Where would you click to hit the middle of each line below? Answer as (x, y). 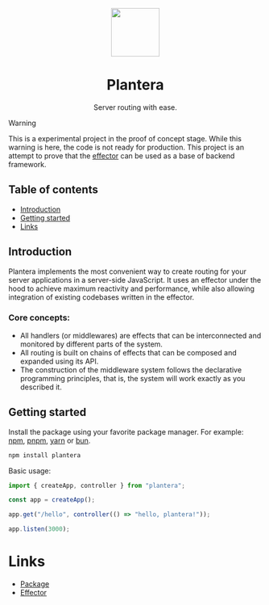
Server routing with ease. (135, 107)
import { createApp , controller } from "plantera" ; (97, 485)
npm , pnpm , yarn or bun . (50, 440)
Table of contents (53, 190)
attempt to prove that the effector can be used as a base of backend (122, 155)
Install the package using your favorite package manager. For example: (126, 431)
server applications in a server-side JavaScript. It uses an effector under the (135, 279)
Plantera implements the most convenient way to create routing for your (128, 271)
